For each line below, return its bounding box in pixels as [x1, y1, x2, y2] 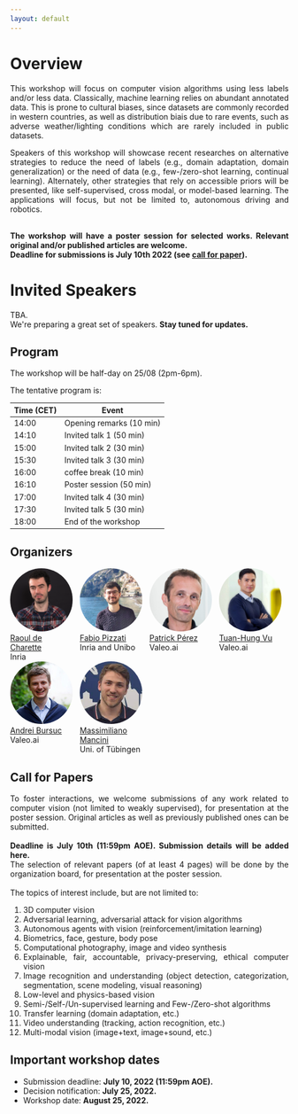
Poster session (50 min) [64, 479, 152, 490]
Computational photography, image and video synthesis [22, 942, 227, 953]
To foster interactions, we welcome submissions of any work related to [10, 793, 289, 804]
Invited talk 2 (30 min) [64, 442, 145, 453]
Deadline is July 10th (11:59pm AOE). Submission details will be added [10, 840, 289, 851]
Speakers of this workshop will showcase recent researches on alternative [10, 147, 289, 158]
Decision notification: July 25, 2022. [22, 1086, 157, 1096]
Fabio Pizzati [79, 632, 126, 643]
